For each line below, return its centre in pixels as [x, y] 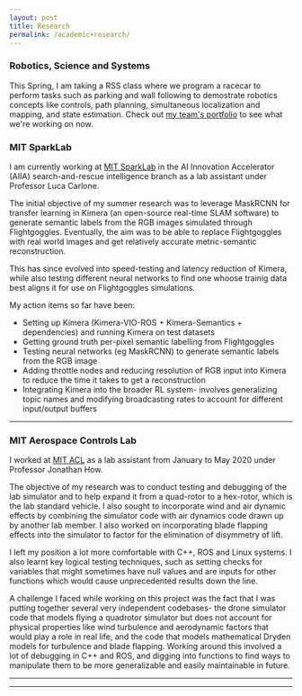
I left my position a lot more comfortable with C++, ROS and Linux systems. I [151, 552]
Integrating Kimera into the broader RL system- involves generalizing [150, 389]
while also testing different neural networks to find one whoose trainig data [148, 278]
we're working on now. [51, 123]
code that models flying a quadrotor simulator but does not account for [141, 618]
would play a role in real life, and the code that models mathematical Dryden [150, 637]
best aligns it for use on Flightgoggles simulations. [102, 287]
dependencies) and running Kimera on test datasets [119, 332]
